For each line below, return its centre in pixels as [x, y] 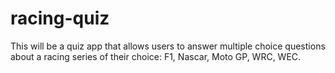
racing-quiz [60, 18]
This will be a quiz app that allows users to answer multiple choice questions [168, 46]
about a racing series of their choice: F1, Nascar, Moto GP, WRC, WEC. [156, 56]
